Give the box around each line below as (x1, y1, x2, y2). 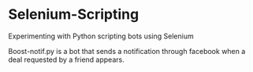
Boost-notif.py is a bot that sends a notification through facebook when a (8, 46, 246, 56)
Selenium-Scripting (8, 5, 140, 23)
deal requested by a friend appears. (8, 55, 125, 64)
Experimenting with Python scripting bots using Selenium (8, 31, 195, 41)
